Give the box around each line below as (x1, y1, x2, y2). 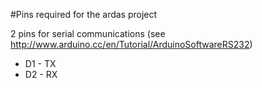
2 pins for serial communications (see (10, 28, 166, 39)
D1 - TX (24, 58, 57, 69)
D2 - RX (24, 69, 58, 80)
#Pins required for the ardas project (10, 9, 158, 20)
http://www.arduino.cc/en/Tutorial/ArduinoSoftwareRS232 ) (10, 39, 253, 50)
